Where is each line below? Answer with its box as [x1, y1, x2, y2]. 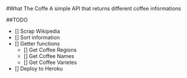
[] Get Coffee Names [23, 53, 75, 59]
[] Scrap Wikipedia [14, 28, 60, 35]
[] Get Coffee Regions [23, 46, 77, 53]
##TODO [6, 16, 28, 23]
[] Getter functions [14, 40, 60, 47]
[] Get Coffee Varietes [23, 59, 77, 66]
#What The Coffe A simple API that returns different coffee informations [6, 5, 182, 12]
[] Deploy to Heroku [14, 65, 63, 72]
